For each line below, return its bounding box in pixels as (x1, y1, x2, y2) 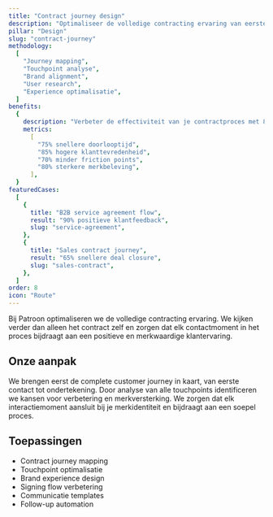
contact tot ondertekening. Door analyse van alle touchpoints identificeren (8, 384, 258, 394)
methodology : (8, 42, 53, 50)
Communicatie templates (19, 490, 104, 500)
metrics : (23, 125, 53, 133)
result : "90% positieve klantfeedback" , (29, 216, 169, 224)
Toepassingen (8, 434, 83, 448)
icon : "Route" (8, 292, 57, 300)
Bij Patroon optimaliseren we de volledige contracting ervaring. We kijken (8, 314, 253, 324)
